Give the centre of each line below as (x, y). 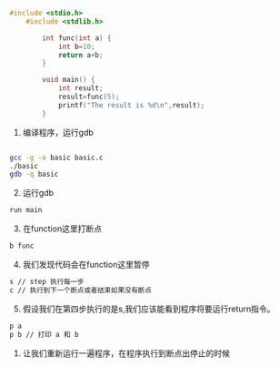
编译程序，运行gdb (58, 132)
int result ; (80, 88)
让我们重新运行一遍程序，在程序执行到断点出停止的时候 (126, 353)
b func (22, 246)
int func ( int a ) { (77, 38)
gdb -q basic (34, 174)
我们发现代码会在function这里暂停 (86, 265)
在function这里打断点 (62, 229)
